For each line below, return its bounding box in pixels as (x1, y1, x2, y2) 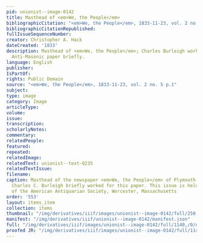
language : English (6, 59, 53, 65)
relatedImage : (6, 154, 42, 160)
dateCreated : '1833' (6, 43, 59, 49)
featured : (6, 143, 31, 150)
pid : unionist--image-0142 (6, 8, 74, 15)
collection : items (6, 205, 53, 211)
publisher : (6, 65, 34, 71)
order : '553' (6, 194, 39, 200)
